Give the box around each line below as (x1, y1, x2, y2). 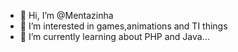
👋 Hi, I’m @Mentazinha (19, 10, 114, 21)
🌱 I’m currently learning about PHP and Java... (19, 31, 210, 42)
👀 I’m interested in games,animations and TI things (19, 20, 228, 32)
